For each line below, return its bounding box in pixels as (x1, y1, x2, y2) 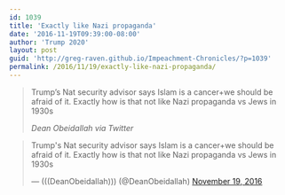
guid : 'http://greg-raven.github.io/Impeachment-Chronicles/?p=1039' (9, 54, 273, 63)
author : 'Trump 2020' (9, 37, 90, 47)
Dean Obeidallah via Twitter (30, 122, 134, 133)
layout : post (9, 46, 58, 55)
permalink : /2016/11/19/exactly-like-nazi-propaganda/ (9, 63, 217, 72)
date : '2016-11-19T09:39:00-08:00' (9, 29, 141, 38)
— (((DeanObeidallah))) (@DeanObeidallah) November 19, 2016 (30, 175, 263, 186)
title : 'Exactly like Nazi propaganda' (9, 21, 157, 30)
